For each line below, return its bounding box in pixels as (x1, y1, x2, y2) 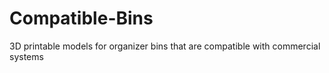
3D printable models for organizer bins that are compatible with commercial (9, 40, 321, 52)
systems (9, 50, 44, 62)
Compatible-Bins (9, 7, 154, 30)
